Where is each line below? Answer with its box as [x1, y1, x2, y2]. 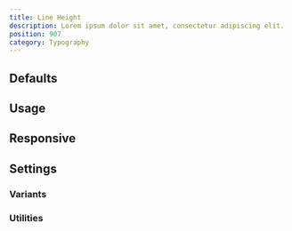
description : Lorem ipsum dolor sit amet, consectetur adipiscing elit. [9, 21, 285, 30]
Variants [9, 187, 47, 200]
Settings [9, 161, 58, 176]
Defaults [9, 70, 58, 85]
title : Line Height [9, 12, 82, 22]
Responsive [9, 131, 77, 147]
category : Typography [9, 37, 90, 47]
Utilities [9, 211, 44, 224]
